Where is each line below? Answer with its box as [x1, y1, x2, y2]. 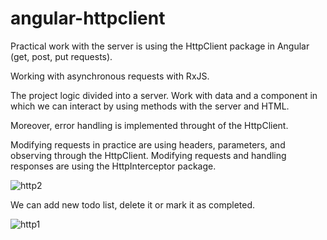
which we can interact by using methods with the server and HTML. [10, 100, 290, 112]
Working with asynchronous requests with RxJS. [10, 70, 210, 82]
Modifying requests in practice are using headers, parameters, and [10, 138, 286, 151]
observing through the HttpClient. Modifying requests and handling [10, 149, 287, 161]
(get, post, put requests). [10, 50, 113, 62]
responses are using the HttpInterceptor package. [10, 160, 217, 172]
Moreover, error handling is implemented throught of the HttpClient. [10, 119, 289, 131]
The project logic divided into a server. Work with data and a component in [10, 89, 318, 101]
